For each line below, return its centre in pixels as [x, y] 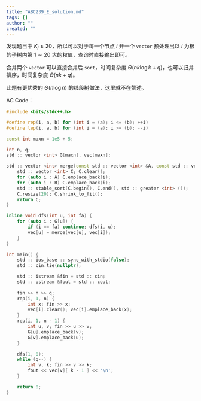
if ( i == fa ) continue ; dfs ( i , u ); [72, 227]
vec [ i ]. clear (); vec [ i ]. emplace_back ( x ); [80, 310]
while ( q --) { [34, 360]
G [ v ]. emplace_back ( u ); [56, 338]
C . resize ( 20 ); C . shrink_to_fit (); [60, 194]
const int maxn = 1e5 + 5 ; [40, 139]
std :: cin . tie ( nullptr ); [49, 266]
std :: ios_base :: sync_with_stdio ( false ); [73, 260]
